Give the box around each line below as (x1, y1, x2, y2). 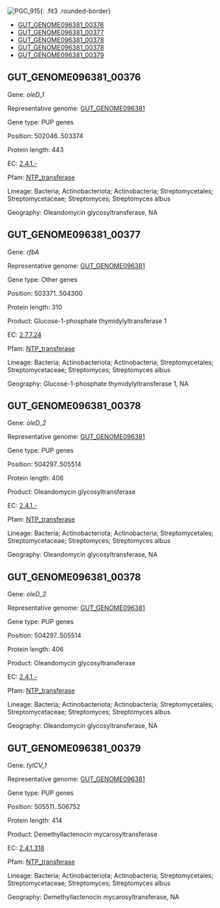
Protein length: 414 (7, 816, 62, 825)
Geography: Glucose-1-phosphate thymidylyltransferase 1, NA (7, 379, 189, 388)
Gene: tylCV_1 (7, 761, 48, 770)
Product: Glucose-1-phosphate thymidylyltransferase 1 (7, 317, 167, 325)
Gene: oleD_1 (7, 90, 45, 99)
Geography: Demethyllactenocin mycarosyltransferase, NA (7, 893, 180, 902)
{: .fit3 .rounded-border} (40, 7, 111, 15)
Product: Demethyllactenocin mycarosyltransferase (7, 830, 158, 839)
